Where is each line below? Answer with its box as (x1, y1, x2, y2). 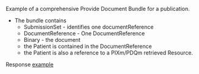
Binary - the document (23, 36, 81, 43)
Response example (5, 61, 54, 68)
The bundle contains (14, 17, 67, 24)
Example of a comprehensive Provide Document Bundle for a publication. (5, 5, 190, 12)
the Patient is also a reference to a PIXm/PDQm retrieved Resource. (23, 49, 194, 56)
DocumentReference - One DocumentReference (23, 30, 145, 37)
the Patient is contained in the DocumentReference (23, 42, 152, 50)
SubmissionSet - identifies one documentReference (23, 24, 154, 30)
